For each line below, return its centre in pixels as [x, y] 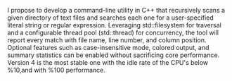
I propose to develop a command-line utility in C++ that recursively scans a [116, 10]
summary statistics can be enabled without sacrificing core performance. [114, 55]
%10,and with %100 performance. [56, 70]
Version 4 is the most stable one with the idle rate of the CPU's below [108, 62]
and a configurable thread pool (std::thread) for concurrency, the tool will [113, 32]
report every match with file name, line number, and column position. [107, 40]
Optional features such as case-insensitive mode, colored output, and [108, 48]
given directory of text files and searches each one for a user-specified [111, 18]
